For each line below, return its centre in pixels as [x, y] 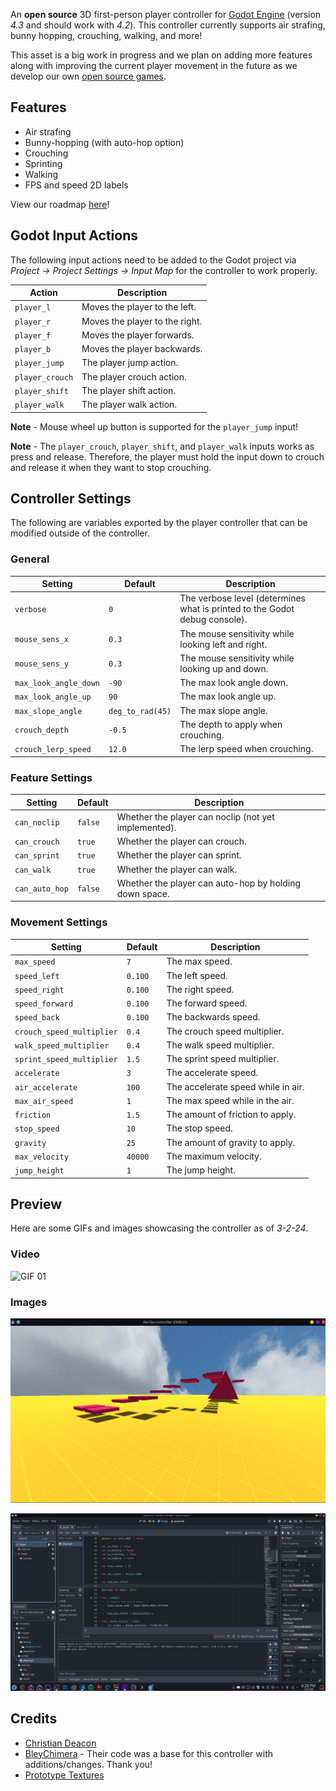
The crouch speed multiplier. [225, 1031]
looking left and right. [223, 644]
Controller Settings [71, 499]
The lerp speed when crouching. [246, 749]
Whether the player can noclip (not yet [195, 816]
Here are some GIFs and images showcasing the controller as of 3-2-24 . [159, 1228]
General [30, 559]
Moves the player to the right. [142, 321]
